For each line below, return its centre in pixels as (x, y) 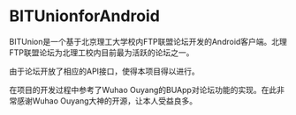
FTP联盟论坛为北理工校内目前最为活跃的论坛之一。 (102, 52)
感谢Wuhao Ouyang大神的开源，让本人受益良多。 (107, 101)
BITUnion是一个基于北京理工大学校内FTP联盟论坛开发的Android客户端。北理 (148, 41)
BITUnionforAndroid (85, 16)
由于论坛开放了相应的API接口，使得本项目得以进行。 (105, 71)
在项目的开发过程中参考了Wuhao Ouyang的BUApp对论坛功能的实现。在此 (143, 90)
